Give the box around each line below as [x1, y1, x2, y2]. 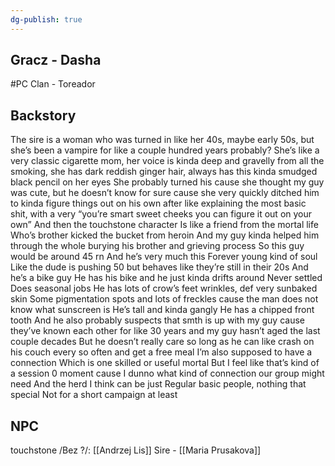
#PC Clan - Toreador [10, 78, 96, 90]
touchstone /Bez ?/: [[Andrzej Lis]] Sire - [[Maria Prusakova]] [10, 444, 262, 456]
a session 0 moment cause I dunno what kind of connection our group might [10, 367, 325, 380]
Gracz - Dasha [10, 52, 102, 69]
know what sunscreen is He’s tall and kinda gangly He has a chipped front [10, 304, 315, 316]
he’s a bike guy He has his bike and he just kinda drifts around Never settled [10, 272, 323, 284]
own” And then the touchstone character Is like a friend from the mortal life [10, 219, 319, 231]
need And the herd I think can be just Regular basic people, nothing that [10, 378, 307, 390]
